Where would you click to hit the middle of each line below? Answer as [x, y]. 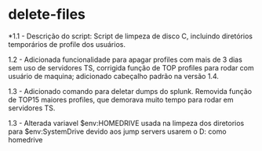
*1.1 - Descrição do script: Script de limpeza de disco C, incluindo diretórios [131, 36]
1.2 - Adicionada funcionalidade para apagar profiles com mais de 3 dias [126, 59]
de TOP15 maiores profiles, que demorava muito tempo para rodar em [121, 99]
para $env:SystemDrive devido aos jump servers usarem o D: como [117, 131]
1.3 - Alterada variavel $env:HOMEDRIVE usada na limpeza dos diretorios [126, 123]
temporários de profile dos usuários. [67, 44]
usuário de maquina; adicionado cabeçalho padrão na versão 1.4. [114, 76]
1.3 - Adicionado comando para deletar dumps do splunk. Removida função [130, 91]
